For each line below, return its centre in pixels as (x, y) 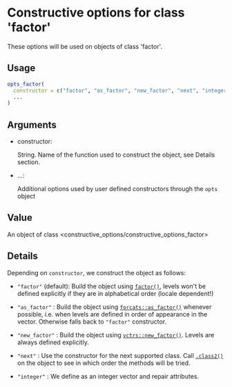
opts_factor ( (26, 84)
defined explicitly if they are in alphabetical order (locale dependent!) (115, 293)
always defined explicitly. (53, 342)
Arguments (32, 125)
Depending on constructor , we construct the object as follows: (97, 272)
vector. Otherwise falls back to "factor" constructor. (92, 321)
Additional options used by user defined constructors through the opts (117, 189)
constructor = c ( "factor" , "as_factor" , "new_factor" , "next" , (106, 90)
